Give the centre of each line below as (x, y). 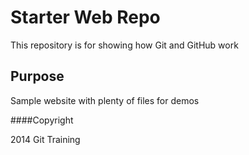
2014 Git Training (45, 139)
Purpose (37, 76)
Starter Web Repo (85, 17)
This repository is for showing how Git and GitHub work (124, 45)
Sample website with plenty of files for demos (105, 100)
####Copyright (42, 120)
